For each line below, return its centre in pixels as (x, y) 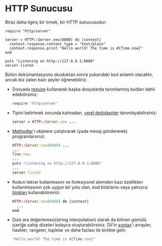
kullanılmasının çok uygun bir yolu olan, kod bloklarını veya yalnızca (80, 187)
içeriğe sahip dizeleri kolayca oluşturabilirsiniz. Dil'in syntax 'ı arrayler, (82, 225)
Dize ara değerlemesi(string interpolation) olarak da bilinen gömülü (79, 220)
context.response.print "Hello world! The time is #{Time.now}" (76, 48)
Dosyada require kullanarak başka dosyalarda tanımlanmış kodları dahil (83, 89)
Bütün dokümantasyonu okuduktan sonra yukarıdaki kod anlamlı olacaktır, (79, 74)
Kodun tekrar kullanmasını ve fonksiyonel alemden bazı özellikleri (77, 182)
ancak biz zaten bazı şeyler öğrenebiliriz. (46, 79)
